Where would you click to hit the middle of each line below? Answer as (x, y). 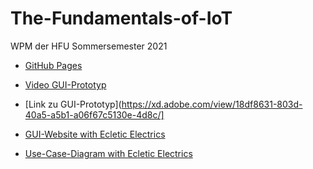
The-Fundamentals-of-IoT (121, 18)
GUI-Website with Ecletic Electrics (95, 134)
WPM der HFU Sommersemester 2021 (89, 46)
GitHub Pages (53, 65)
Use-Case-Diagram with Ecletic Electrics (108, 153)
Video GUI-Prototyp (65, 84)
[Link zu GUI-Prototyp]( (73, 104)
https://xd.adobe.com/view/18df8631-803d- (212, 104)
